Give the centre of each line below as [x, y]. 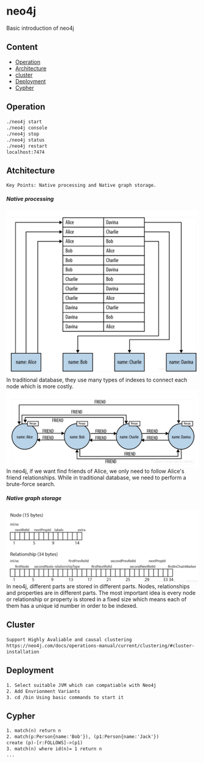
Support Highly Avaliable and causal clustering [69, 639]
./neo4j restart [27, 146]
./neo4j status [26, 140]
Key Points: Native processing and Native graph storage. [81, 186]
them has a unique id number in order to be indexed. [72, 605]
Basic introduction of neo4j [40, 28]
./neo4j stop [23, 134]
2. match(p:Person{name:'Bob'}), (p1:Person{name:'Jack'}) [83, 737]
